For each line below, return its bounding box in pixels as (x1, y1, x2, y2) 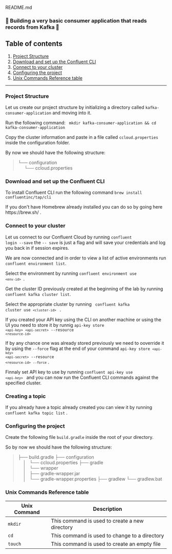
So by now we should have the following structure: (5, 444, 112, 450)
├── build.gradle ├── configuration (17, 454, 95, 460)
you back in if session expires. (5, 245, 69, 251)
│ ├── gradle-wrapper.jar (23, 470, 80, 477)
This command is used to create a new (51, 517, 144, 524)
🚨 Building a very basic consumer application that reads (5, 17, 147, 24)
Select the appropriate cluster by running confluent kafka (5, 301, 130, 307)
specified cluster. (5, 380, 42, 386)
